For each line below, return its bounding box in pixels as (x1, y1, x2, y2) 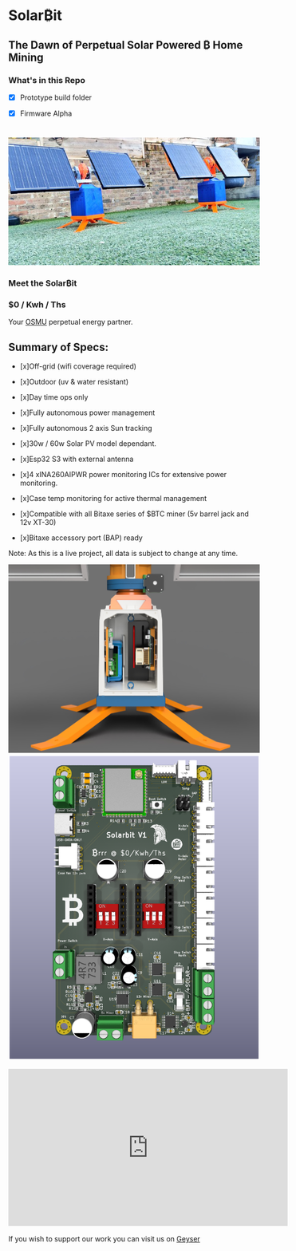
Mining (8, 50, 44, 64)
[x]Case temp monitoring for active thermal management (19, 493, 207, 503)
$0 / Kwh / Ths (8, 298, 66, 310)
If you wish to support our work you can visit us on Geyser (8, 1233, 201, 1243)
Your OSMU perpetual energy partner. (8, 318, 133, 327)
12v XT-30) (19, 517, 57, 527)
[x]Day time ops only (19, 392, 89, 401)
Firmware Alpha (19, 109, 73, 118)
